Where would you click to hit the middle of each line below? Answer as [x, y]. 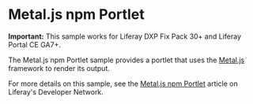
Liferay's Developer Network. [56, 91]
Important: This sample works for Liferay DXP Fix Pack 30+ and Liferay [125, 36]
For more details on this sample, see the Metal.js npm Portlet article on [123, 84]
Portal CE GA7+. [35, 44]
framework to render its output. [59, 68]
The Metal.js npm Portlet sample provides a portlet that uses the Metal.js [126, 60]
